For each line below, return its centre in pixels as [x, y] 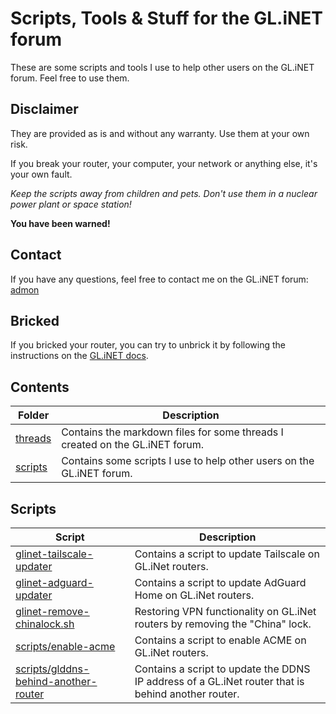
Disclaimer [44, 109]
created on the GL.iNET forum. [132, 445]
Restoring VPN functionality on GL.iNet [225, 611]
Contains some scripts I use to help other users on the [188, 461]
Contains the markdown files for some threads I [172, 432]
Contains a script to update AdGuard [220, 582]
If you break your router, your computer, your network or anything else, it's [164, 163]
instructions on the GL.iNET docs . [79, 356]
